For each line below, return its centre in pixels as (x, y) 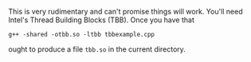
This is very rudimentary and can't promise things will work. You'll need (125, 12)
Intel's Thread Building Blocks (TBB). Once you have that (102, 20)
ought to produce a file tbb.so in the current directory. (97, 49)
